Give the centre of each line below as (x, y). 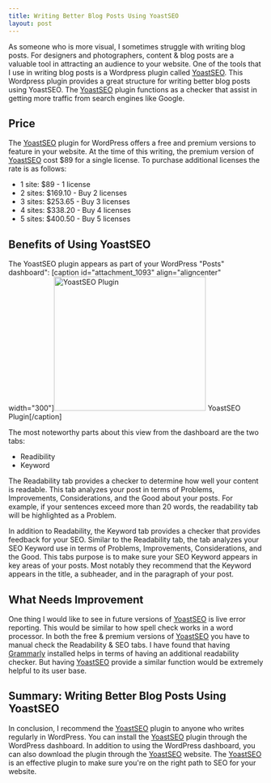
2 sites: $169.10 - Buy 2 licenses (74, 193)
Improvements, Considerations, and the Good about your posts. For (121, 498)
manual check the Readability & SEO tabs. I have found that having (119, 645)
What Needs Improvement (76, 600)
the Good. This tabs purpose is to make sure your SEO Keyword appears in (133, 557)
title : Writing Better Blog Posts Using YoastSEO (94, 16)
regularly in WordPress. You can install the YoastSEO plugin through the (128, 737)
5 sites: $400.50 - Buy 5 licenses (75, 219)
